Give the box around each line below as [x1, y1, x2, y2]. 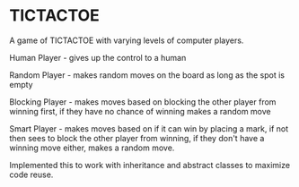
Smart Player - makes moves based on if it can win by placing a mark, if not [9, 123, 289, 134]
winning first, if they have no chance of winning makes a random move [9, 106, 271, 116]
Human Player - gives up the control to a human [9, 52, 187, 63]
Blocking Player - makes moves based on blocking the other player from [9, 96, 277, 107]
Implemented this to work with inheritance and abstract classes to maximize [9, 159, 290, 170]
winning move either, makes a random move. [9, 142, 175, 153]
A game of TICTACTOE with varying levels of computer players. [9, 35, 244, 46]
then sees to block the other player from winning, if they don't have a [9, 132, 265, 143]
